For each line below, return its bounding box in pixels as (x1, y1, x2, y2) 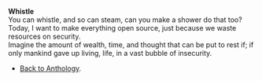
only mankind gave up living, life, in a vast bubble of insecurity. (8, 49, 212, 57)
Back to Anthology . (19, 64, 82, 73)
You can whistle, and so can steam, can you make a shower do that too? (8, 15, 242, 24)
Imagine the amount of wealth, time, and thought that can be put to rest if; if (8, 40, 254, 50)
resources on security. (8, 31, 81, 41)
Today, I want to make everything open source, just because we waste (8, 24, 237, 32)
